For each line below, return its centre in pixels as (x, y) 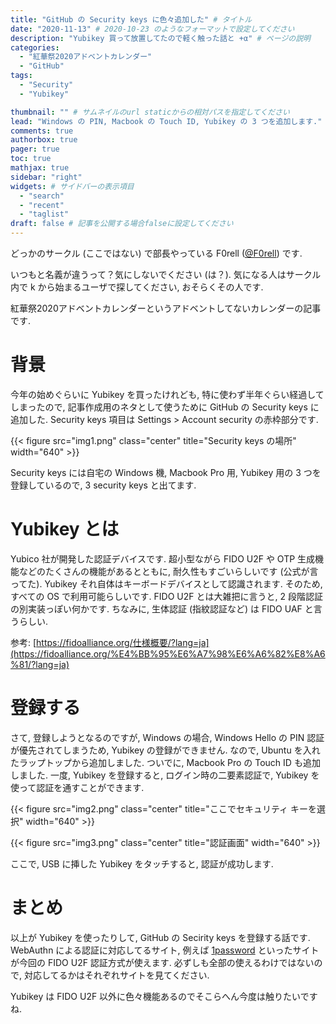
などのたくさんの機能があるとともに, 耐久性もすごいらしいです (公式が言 (168, 571)
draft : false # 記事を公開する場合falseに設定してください (122, 224)
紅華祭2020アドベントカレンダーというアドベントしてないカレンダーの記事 (166, 308)
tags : (21, 76)
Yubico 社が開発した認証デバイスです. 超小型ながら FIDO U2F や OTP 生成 (163, 558)
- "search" (42, 196)
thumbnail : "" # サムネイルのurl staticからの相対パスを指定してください (150, 112)
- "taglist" (44, 214)
